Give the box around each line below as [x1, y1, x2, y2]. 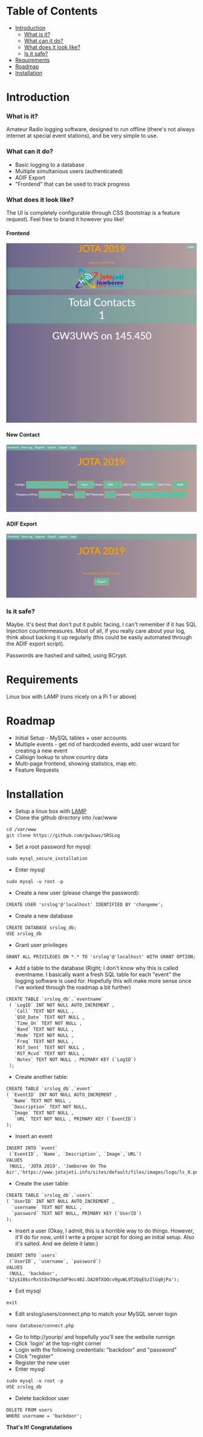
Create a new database [14, 912, 74, 919]
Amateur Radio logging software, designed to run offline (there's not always [6, 126, 195, 133]
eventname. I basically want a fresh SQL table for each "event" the [14, 971, 181, 978]
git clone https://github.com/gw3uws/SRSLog [6, 832, 120, 838]
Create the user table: [14, 1179, 69, 1187]
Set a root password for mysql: [14, 842, 92, 850]
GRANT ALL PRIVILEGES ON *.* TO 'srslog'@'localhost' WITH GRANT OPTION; [6, 954, 196, 960]
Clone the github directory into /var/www [14, 813, 118, 821]
